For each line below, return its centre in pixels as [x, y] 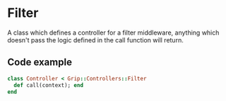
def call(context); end [48, 85]
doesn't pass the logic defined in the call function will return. [95, 40]
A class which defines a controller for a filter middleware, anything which [113, 32]
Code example [40, 63]
